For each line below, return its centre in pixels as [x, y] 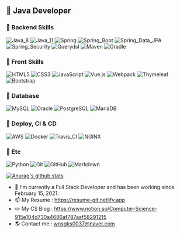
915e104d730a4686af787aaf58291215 [60, 217]
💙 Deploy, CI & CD [32, 124]
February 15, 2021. [37, 193]
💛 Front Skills [25, 61]
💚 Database [23, 95]
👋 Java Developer [39, 11]
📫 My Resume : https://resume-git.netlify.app [70, 200]
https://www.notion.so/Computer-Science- [106, 208]
